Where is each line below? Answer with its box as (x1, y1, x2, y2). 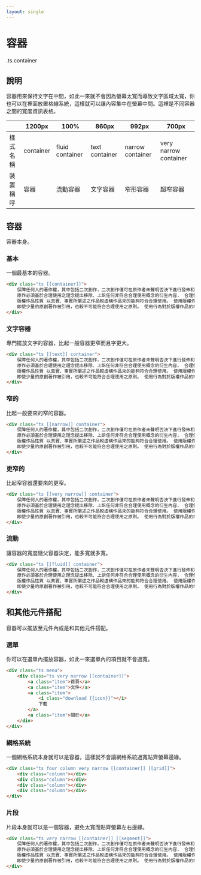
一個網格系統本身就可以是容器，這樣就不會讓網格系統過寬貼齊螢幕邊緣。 (6, 753, 184, 760)
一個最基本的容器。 (6, 269, 54, 277)
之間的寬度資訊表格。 (6, 107, 59, 115)
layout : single (6, 8, 44, 15)
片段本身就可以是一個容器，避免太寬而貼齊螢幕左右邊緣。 (6, 823, 148, 831)
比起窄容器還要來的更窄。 (6, 480, 69, 487)
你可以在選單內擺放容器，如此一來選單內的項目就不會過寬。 (6, 655, 153, 663)
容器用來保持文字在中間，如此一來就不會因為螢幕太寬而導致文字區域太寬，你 (6, 92, 195, 100)
